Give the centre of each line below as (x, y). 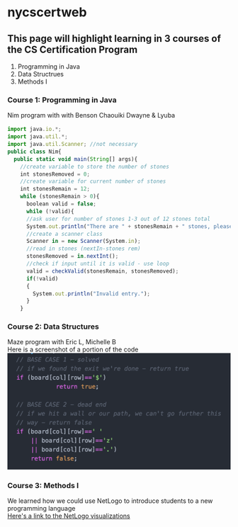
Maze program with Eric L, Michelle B (62, 342)
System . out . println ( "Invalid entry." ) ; (92, 294)
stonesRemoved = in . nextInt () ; (72, 256)
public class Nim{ (34, 152)
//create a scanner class (64, 234)
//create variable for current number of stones (93, 181)
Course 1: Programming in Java (62, 100)
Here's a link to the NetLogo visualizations (69, 516)
